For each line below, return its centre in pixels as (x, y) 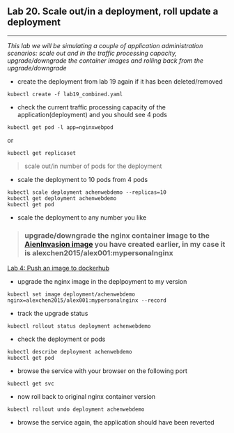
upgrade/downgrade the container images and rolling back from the (106, 60)
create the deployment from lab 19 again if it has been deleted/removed (120, 81)
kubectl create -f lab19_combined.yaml (65, 94)
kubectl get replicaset (42, 153)
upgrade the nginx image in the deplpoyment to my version (102, 282)
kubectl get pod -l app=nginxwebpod (60, 127)
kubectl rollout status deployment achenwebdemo (79, 326)
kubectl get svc (31, 384)
